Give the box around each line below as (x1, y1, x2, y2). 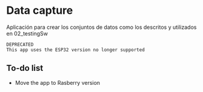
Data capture (6, 4, 73, 17)
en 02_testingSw (6, 29, 48, 37)
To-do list (6, 63, 44, 73)
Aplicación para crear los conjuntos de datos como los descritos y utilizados (6, 23, 197, 31)
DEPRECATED (6, 41, 34, 48)
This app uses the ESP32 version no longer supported (6, 46, 145, 53)
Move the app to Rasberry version (15, 79, 101, 86)
